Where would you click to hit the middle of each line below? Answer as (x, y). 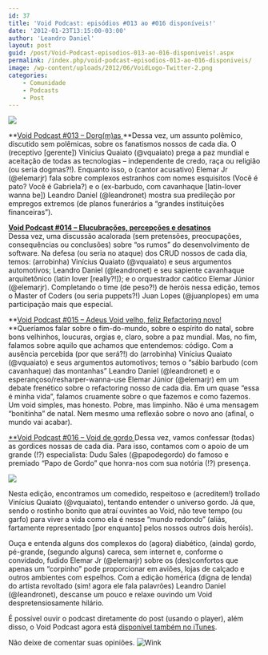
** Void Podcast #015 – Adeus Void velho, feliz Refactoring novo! (115, 320)
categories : (28, 75)
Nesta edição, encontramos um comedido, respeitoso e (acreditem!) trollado (134, 494)
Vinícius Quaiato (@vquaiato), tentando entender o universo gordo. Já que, (132, 503)
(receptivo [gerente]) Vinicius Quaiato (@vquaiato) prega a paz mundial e (129, 152)
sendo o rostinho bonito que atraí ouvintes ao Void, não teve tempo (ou (125, 511)
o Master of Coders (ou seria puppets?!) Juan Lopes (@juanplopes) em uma (134, 296)
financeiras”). (31, 212)
